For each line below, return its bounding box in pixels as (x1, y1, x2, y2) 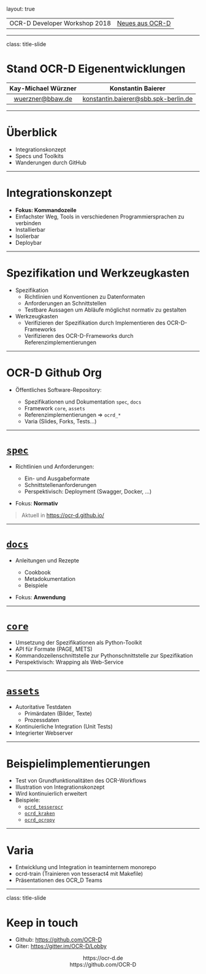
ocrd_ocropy (24, 817, 55, 824)
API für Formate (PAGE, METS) (15, 645, 93, 653)
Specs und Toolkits (15, 152, 64, 159)
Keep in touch (6, 916, 78, 930)
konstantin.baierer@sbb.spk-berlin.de (82, 94, 193, 103)
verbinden (15, 219, 42, 226)
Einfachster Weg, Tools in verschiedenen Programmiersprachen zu (15, 213, 185, 220)
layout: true (6, 6, 36, 12)
